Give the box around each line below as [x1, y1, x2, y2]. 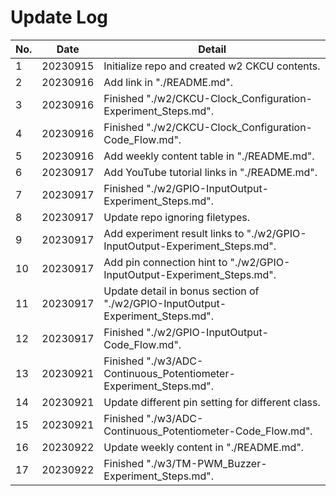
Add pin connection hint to [103, 255, 228, 269]
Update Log [10, 6, 109, 29]
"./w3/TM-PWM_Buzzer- [146, 456, 268, 470]
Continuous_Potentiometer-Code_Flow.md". [103, 424, 313, 438]
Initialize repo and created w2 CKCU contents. [103, 59, 321, 73]
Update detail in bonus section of [103, 284, 260, 298]
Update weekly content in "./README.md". [103, 440, 305, 454]
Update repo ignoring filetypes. [103, 210, 251, 224]
